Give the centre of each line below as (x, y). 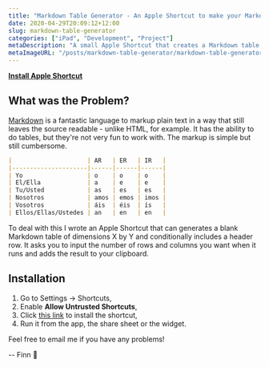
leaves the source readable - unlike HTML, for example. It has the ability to (131, 128)
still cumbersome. (38, 146)
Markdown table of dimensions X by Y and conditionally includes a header (131, 236)
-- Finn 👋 (23, 354)
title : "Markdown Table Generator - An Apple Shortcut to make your (125, 16)
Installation (37, 278)
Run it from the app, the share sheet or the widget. (103, 323)
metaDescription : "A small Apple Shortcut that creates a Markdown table (134, 46)
